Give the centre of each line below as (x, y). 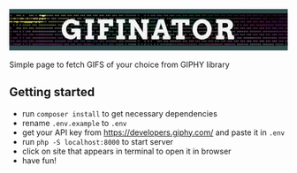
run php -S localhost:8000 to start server (98, 141)
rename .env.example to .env (74, 123)
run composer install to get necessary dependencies (120, 113)
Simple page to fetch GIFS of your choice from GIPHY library (119, 64)
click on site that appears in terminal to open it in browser (126, 151)
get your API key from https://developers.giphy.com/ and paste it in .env (153, 132)
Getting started (52, 92)
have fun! (39, 160)
